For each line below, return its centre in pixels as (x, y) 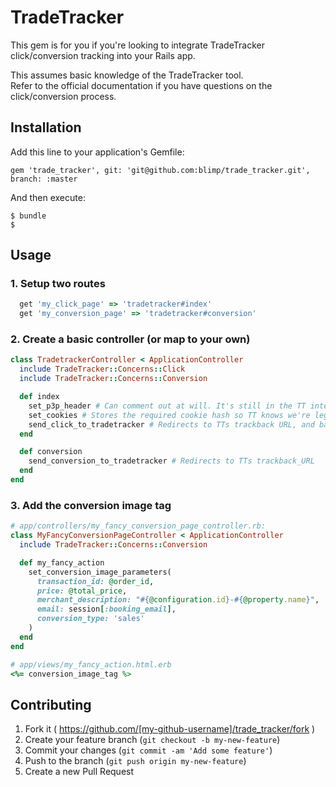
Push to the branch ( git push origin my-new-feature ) (135, 761)
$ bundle (28, 216)
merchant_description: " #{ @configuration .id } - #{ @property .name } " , (178, 600)
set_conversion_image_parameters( (100, 572)
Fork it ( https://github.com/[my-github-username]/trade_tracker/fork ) (170, 729)
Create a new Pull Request (79, 772)
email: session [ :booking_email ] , (106, 609)
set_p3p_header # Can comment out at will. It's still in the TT (167, 406)
